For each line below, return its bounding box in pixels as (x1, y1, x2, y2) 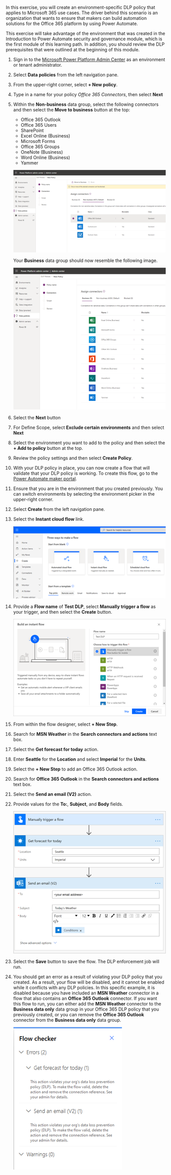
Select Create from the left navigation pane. (13, 506, 106, 512)
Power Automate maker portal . (13, 475, 78, 481)
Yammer (20, 160, 39, 166)
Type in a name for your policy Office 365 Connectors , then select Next (13, 92, 163, 97)
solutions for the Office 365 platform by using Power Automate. (6, 20, 139, 26)
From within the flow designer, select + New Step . (13, 721, 118, 727)
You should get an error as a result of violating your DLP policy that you (13, 973, 163, 980)
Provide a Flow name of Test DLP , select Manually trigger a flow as (13, 604, 156, 610)
